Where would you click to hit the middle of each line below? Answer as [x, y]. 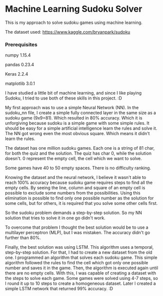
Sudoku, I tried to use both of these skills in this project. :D [64, 98]
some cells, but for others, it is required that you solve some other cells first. [81, 203]
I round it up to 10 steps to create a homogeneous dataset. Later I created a [81, 283]
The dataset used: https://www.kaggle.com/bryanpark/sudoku [68, 32]
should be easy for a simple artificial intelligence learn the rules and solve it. [81, 128]
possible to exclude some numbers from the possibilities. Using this [73, 193]
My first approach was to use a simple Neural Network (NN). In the [72, 108]
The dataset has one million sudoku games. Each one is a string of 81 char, [80, 148]
